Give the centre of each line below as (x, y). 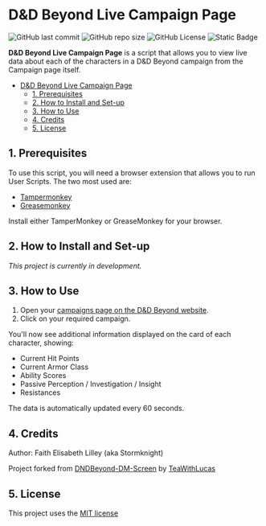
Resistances (40, 392)
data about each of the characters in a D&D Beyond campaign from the (126, 61)
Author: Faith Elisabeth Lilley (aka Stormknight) (86, 453)
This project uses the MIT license (63, 513)
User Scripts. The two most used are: (70, 181)
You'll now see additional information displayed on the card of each (120, 335)
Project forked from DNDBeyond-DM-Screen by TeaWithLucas (112, 469)
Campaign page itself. (45, 69)
